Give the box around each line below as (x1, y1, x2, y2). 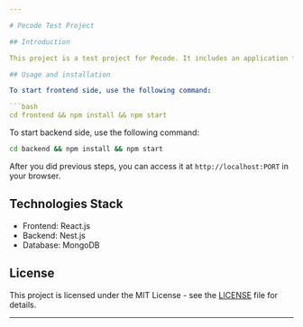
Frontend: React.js (22, 220, 91, 231)
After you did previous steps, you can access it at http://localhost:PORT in (9, 160, 289, 171)
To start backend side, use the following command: (9, 127, 200, 138)
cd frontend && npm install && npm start (9, 111, 168, 120)
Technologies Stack (9, 196, 124, 212)
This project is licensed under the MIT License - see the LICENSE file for (9, 289, 278, 300)
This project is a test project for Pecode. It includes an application (9, 53, 289, 63)
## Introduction (9, 37, 70, 46)
